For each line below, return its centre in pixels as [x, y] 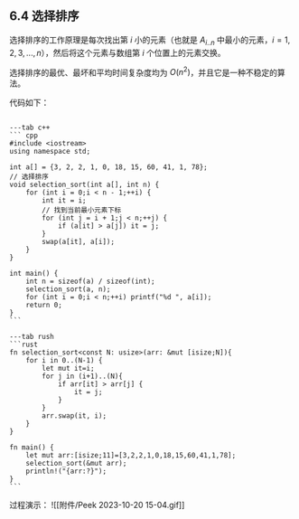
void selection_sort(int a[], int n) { [84, 185]
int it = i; [65, 201]
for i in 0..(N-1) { [64, 361]
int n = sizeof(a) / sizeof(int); [90, 282]
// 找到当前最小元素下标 [82, 211]
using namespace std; [50, 152]
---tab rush [32, 337]
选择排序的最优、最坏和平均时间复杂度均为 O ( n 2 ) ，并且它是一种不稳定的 [144, 71]
